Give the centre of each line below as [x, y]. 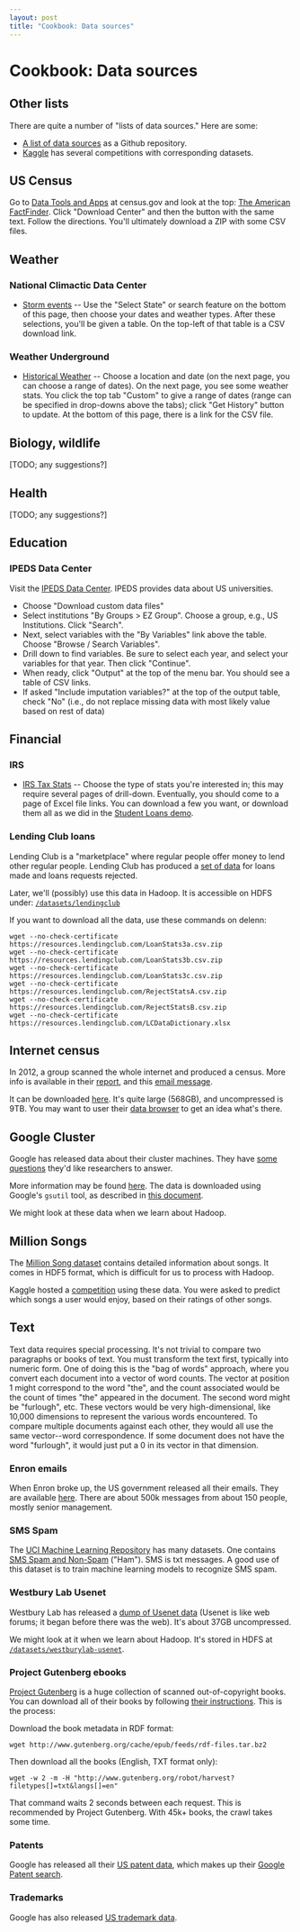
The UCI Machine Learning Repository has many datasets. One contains [143, 1550]
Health [28, 493]
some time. [30, 1822]
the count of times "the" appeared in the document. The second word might [150, 1397]
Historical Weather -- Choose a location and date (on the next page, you [156, 376]
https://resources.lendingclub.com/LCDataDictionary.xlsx [120, 1023]
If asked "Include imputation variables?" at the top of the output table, [151, 692]
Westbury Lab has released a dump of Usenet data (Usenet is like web [140, 1612]
